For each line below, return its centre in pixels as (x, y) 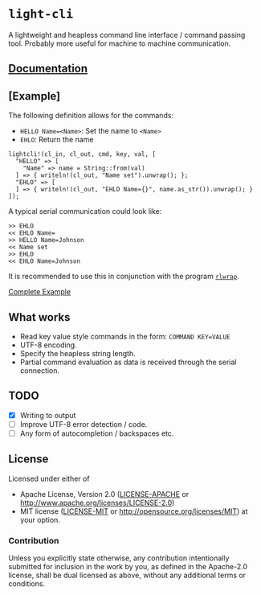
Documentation (48, 69)
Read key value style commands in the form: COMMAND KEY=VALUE (125, 336)
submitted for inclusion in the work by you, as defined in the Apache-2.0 (128, 567)
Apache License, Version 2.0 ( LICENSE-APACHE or (104, 494)
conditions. (27, 584)
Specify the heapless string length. (77, 353)
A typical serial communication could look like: (85, 211)
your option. (40, 519)
